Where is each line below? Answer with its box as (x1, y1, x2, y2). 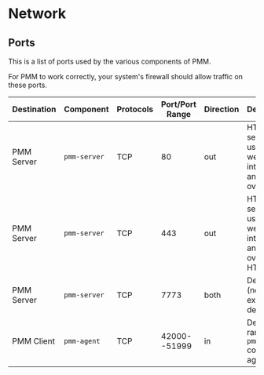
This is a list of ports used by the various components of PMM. (8, 56, 211, 66)
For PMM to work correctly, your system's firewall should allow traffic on (8, 72, 244, 81)
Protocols (116, 104, 154, 115)
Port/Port (160, 99, 196, 110)
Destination (12, 104, 57, 115)
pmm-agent (64, 337, 101, 345)
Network (8, 5, 67, 23)
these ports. (8, 80, 47, 89)
